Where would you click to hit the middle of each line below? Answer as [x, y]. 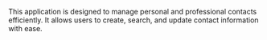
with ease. [25, 28]
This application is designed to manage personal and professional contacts [133, 12]
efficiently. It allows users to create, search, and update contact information [133, 20]
